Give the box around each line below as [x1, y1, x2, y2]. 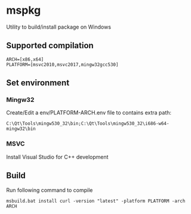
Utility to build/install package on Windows [6, 23, 112, 30]
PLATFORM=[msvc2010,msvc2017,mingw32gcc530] [6, 61, 119, 67]
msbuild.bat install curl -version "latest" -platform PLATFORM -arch [6, 198, 186, 204]
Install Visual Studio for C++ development [6, 153, 109, 160]
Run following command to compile [6, 186, 93, 194]
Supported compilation [6, 41, 94, 51]
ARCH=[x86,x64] [6, 56, 44, 63]
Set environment [6, 78, 70, 88]
